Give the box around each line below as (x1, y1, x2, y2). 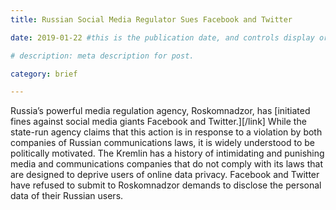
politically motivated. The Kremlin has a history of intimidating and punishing (10, 147, 325, 160)
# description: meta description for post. (10, 51, 195, 61)
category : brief (10, 69, 78, 79)
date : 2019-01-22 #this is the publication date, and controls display (10, 32, 315, 43)
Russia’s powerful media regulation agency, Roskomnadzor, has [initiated (10, 105, 311, 117)
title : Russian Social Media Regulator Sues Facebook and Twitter (10, 14, 293, 25)
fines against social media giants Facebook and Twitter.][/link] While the (10, 116, 307, 128)
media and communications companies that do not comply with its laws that (10, 158, 323, 170)
